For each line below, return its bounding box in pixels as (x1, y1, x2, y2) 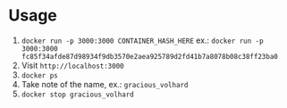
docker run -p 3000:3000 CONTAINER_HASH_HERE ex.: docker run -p (21, 35, 265, 46)
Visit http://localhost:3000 (21, 60, 124, 71)
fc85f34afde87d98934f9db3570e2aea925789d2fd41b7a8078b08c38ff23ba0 (21, 52, 278, 61)
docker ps (21, 71, 59, 80)
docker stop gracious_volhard (21, 90, 135, 99)
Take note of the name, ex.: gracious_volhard (21, 79, 189, 89)
